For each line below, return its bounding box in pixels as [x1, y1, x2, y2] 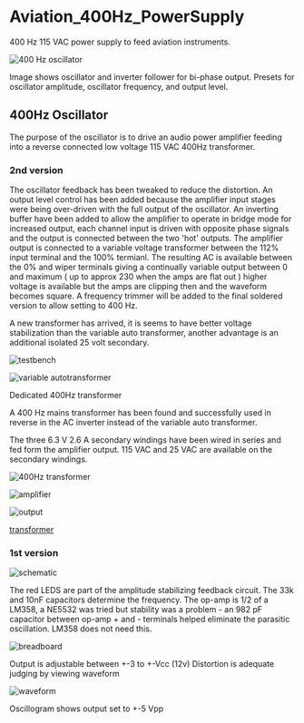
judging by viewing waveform [9, 669, 120, 679]
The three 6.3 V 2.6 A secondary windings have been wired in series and [9, 435, 281, 445]
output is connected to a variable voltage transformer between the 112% [9, 242, 279, 253]
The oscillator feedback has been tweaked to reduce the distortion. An [9, 184, 273, 196]
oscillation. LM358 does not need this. [9, 623, 152, 634]
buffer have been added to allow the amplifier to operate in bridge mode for [9, 213, 292, 224]
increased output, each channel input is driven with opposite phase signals [9, 223, 289, 234]
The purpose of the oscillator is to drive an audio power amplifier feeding [9, 132, 283, 142]
